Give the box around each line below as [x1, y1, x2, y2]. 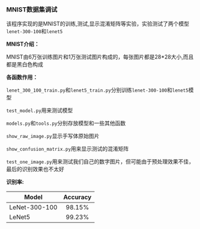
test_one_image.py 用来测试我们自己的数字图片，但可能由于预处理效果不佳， [6, 158, 194, 165]
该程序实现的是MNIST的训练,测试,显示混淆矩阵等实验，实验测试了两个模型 [6, 20, 189, 28]
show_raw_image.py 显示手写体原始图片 [6, 133, 100, 140]
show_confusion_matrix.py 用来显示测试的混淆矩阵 [6, 145, 129, 152]
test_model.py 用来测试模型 [6, 107, 73, 114]
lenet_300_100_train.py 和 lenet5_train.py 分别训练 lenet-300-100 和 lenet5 [6, 86, 189, 94]
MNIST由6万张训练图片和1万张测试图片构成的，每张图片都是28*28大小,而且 [6, 53, 194, 61]
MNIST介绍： [6, 40, 40, 48]
